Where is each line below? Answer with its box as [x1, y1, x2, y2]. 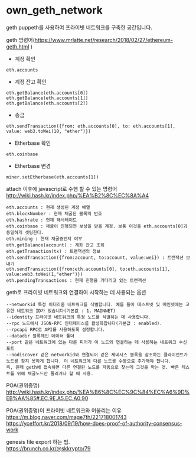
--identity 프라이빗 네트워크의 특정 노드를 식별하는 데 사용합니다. [6, 314, 151, 320]
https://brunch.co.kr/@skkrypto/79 [6, 444, 91, 452]
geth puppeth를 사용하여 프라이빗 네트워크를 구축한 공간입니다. [6, 24, 152, 31]
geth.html [6, 43, 30, 50]
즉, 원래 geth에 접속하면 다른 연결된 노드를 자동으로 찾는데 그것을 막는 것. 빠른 [6, 364, 179, 370]
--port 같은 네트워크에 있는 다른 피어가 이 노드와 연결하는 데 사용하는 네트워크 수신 [6, 339, 187, 345]
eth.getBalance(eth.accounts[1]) [6, 95, 89, 101]
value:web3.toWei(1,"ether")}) [6, 271, 83, 277]
